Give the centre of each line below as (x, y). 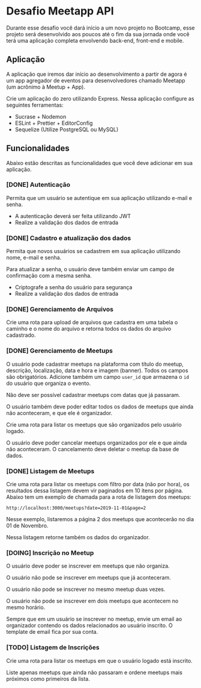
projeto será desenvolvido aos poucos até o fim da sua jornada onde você (98, 34)
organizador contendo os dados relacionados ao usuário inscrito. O (89, 625)
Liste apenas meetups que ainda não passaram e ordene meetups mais (94, 672)
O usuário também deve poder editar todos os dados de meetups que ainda (100, 406)
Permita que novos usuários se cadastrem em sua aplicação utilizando (94, 251)
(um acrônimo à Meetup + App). (46, 87)
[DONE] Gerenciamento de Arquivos (60, 310)
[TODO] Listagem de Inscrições (53, 648)
